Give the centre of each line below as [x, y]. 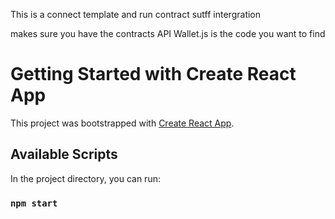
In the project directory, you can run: [85, 178]
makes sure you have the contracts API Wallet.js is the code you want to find [168, 33]
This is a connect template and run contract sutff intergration [136, 14]
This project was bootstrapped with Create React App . [122, 123]
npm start [34, 203]
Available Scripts [64, 154]
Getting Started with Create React [153, 74]
